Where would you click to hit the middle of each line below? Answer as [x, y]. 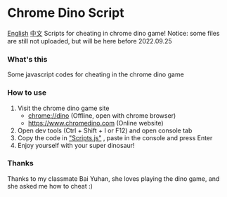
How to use [27, 93]
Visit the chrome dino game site [63, 108]
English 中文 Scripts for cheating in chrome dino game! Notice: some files [113, 33]
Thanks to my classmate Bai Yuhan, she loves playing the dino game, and [113, 178]
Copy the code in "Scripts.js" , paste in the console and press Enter [115, 137]
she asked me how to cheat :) [50, 186]
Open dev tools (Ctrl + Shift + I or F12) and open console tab [105, 130]
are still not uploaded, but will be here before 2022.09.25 [90, 41]
